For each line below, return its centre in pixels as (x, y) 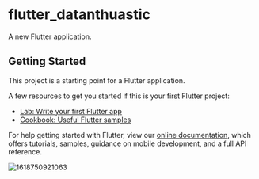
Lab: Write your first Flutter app (71, 111)
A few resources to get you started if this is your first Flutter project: (119, 96)
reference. (25, 151)
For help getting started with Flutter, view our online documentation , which (130, 135)
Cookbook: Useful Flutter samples (75, 120)
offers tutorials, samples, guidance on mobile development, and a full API (128, 143)
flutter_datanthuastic (79, 15)
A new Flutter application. (50, 36)
